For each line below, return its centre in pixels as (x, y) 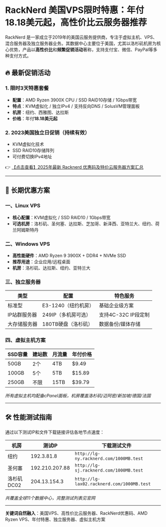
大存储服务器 (23, 324)
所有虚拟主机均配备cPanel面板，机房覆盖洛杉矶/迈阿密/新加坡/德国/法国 (78, 395)
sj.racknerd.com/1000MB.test (109, 470)
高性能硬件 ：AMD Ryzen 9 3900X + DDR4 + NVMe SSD (69, 255)
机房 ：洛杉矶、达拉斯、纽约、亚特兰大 (51, 268)
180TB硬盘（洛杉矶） (67, 324)
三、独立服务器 (23, 282)
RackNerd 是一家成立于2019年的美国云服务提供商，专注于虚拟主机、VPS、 (81, 37)
